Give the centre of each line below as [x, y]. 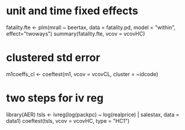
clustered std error [53, 58]
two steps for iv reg [55, 98]
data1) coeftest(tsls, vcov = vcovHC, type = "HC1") [68, 121]
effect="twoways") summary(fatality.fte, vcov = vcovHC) [76, 33]
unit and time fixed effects [72, 11]
